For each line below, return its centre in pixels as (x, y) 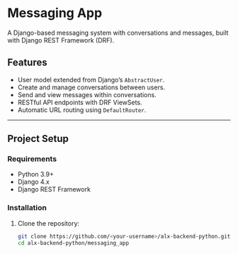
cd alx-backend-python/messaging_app (73, 243)
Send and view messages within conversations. (87, 94)
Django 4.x (33, 182)
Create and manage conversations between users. (91, 87)
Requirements (32, 159)
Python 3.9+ (36, 175)
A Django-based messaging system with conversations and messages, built (118, 33)
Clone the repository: (49, 223)
